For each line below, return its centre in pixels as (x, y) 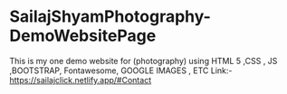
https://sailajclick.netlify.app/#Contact (81, 80)
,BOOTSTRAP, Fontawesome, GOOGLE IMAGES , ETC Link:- (121, 70)
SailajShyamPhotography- (110, 17)
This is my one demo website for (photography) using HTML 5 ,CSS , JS (143, 61)
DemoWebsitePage (83, 36)
